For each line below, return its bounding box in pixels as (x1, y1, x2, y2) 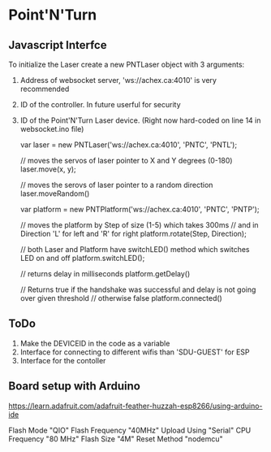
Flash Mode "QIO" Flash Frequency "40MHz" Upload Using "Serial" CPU (8, 425, 252, 435)
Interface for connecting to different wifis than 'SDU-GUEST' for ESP (19, 347, 250, 357)
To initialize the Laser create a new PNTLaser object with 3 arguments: (8, 59, 245, 69)
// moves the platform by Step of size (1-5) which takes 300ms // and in (19, 220, 259, 229)
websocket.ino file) (19, 124, 84, 133)
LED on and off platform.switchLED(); (19, 254, 145, 263)
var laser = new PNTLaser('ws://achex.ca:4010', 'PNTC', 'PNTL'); (19, 140, 238, 150)
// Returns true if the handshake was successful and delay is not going (19, 285, 256, 294)
